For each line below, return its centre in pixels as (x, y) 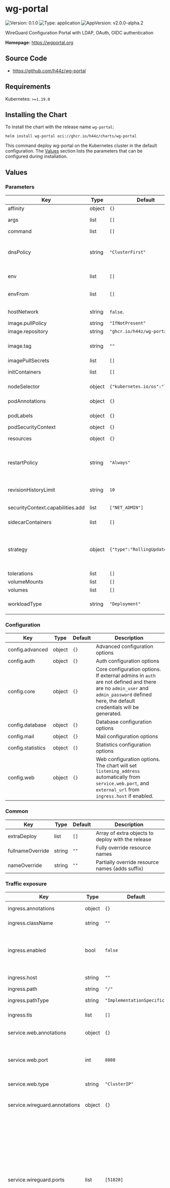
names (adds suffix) (120, 869)
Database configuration (124, 722)
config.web (21, 778)
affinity (16, 208)
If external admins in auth (126, 676)
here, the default (115, 701)
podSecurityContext (32, 427)
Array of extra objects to (125, 833)
